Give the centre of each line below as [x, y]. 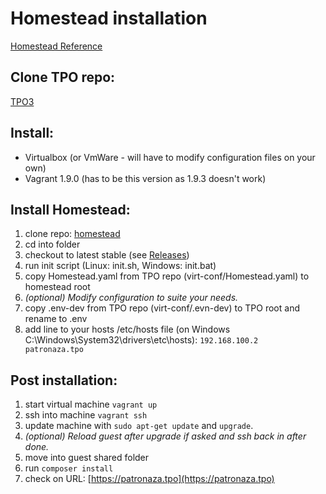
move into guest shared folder [87, 458]
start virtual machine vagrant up [91, 404]
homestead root [57, 287]
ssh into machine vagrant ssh [86, 415]
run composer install [69, 468]
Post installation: [64, 380]
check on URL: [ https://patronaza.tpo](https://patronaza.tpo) [149, 479]
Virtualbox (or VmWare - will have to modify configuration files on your [170, 157]
